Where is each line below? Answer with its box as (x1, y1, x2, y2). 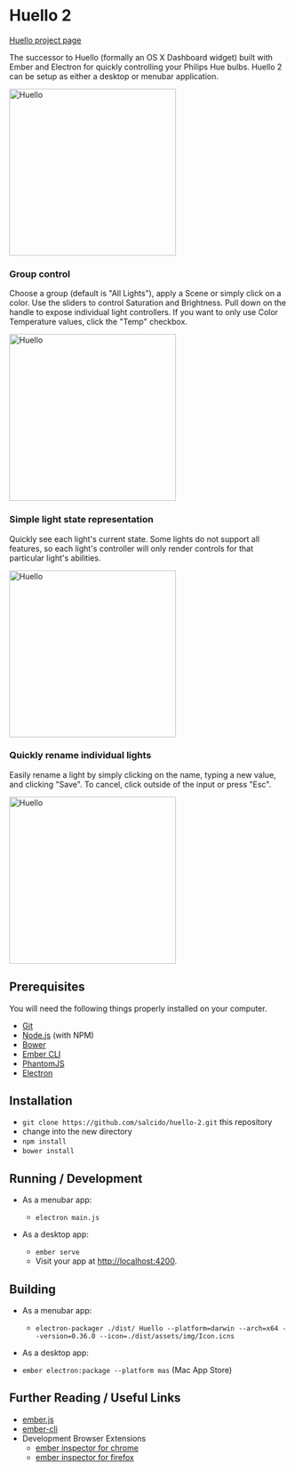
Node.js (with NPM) (21, 1030, 95, 1040)
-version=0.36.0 (35, 1332, 96, 1341)
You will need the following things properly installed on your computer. (9, 1003, 267, 1014)
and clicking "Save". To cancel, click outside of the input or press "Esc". (9, 779, 272, 789)
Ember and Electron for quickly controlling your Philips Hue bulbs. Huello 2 (9, 61, 283, 72)
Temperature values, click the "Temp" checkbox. (9, 317, 188, 327)
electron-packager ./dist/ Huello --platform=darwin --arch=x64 (35, 1324, 279, 1333)
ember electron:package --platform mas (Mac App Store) (21, 1365, 233, 1376)
